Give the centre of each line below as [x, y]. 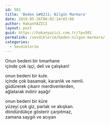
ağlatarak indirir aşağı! [28, 91]
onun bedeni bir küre [27, 101]
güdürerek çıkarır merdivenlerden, [40, 86]
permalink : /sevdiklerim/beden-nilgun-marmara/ [55, 38]
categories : [17, 42]
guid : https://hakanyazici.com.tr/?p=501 [49, 33]
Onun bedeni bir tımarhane [32, 61]
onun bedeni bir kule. [27, 75]
